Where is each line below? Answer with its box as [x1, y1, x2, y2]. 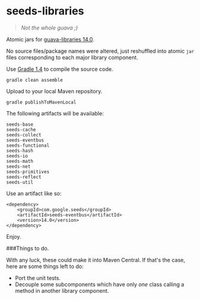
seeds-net [6, 164, 31, 170]
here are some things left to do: [6, 263, 84, 270]
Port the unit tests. [14, 274, 61, 281]
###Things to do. [6, 245, 49, 252]
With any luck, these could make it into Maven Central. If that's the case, [6, 256, 186, 263]
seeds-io [6, 153, 28, 159]
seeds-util [6, 179, 34, 185]
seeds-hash [6, 147, 34, 154]
